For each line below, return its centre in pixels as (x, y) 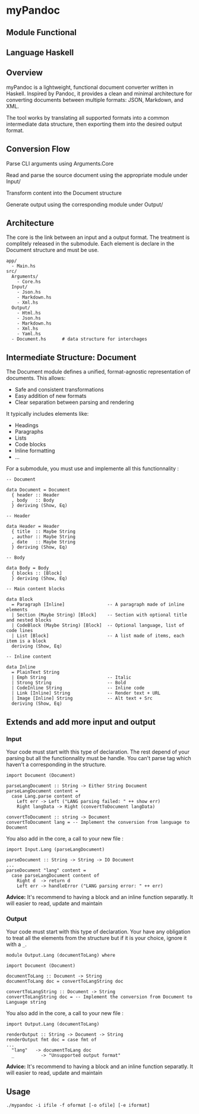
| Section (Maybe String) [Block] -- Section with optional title (99, 615)
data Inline (21, 667)
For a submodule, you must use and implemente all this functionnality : (93, 469)
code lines (20, 631)
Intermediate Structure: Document (71, 357)
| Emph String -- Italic (72, 678)
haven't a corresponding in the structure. (56, 764)
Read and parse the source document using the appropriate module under (97, 175)
